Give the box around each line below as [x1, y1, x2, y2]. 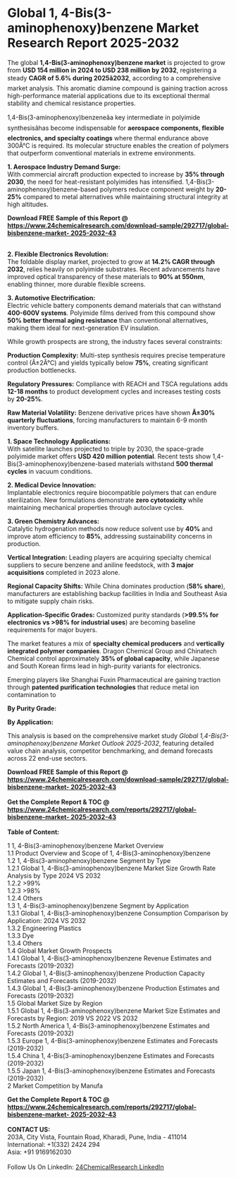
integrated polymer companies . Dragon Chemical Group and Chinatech [7, 646, 217, 655]
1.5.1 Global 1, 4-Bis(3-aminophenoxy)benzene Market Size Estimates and [7, 1006, 221, 1015]
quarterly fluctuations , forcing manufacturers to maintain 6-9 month [7, 415, 208, 424]
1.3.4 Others [7, 939, 43, 947]
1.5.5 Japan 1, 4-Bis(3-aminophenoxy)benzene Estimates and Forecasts [7, 1066, 216, 1075]
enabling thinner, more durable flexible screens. [7, 280, 146, 288]
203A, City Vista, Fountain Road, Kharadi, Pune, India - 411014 [7, 1132, 187, 1141]
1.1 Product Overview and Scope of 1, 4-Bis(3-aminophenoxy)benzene [7, 849, 211, 857]
